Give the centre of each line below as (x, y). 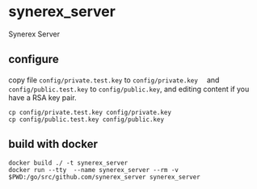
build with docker (53, 144)
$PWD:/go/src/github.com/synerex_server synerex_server (104, 177)
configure (34, 59)
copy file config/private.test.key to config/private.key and (114, 80)
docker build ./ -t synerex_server (68, 163)
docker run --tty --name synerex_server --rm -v (94, 170)
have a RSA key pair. (42, 97)
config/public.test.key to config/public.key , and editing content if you (129, 89)
